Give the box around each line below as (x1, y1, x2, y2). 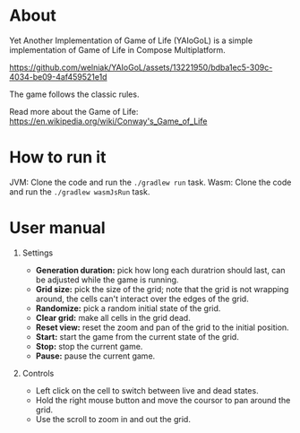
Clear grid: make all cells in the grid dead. (35, 312, 191, 323)
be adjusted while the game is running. (35, 274, 179, 285)
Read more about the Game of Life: (9, 106, 139, 117)
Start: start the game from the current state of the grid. (35, 331, 239, 342)
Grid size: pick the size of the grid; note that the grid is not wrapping (35, 283, 289, 294)
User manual (9, 218, 106, 238)
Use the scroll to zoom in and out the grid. (35, 413, 191, 424)
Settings (21, 247, 54, 258)
